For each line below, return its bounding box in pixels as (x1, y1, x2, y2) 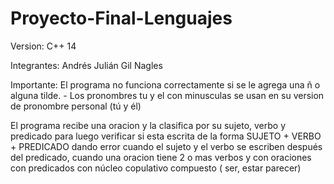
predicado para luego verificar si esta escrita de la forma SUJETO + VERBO (10, 130, 322, 142)
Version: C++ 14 (10, 40, 77, 52)
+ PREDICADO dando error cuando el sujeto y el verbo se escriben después (10, 140, 323, 152)
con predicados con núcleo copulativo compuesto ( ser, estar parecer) (10, 162, 302, 174)
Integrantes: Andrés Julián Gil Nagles (10, 59, 163, 71)
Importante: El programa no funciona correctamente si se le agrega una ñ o (10, 78, 321, 91)
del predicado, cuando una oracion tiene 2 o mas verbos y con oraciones (10, 151, 312, 163)
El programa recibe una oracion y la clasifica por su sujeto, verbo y (10, 119, 287, 131)
